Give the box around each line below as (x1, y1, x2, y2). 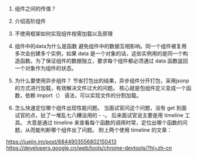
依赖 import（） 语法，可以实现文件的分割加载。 (25, 92, 142, 99)
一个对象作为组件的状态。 (14, 65, 77, 72)
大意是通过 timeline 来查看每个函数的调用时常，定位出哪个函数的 (26, 119, 183, 126)
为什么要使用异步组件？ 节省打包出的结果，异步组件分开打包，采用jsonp (14, 77, 189, 84)
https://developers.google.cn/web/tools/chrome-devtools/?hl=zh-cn (6, 145, 172, 151)
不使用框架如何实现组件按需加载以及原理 (14, 30, 113, 37)
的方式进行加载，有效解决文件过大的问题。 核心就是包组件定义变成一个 (14, 85, 186, 91)
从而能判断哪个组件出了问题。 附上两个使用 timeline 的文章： (25, 126, 172, 133)
